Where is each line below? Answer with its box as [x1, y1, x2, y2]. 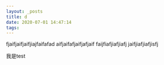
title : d [6, 14, 27, 20]
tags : [6, 24, 19, 31]
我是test [6, 53, 26, 60]
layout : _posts [6, 8, 43, 15]
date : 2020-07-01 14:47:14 [6, 19, 72, 25]
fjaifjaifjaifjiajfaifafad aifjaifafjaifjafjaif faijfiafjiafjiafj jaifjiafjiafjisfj [6, 41, 159, 48]
